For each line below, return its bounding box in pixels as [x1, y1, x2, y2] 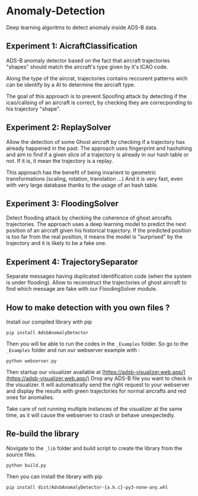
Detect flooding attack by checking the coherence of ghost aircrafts [6, 214, 172, 221]
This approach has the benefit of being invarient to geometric [6, 168, 157, 176]
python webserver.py [6, 358, 58, 364]
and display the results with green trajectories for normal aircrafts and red [6, 388, 187, 394]
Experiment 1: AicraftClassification [6, 41, 138, 51]
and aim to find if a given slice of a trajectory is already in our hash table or [6, 150, 189, 158]
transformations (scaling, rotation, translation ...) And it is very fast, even [6, 175, 183, 182]
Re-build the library [6, 429, 79, 439]
